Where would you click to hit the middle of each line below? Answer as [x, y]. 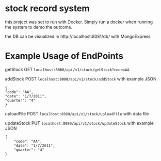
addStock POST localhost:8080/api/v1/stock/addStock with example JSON [81, 79]
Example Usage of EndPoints [64, 56]
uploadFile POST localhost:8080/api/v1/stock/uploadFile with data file [77, 113]
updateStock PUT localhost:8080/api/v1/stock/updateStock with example [80, 123]
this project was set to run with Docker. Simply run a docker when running [79, 22]
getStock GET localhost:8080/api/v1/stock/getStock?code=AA [67, 69]
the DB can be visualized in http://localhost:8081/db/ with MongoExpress [78, 36]
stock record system [47, 8]
